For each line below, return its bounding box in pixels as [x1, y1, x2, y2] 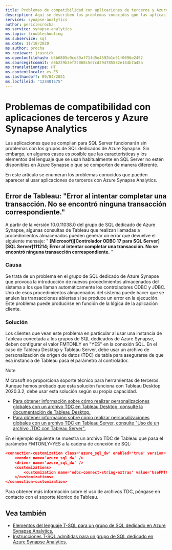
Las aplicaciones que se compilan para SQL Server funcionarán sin [5, 139, 147, 146]
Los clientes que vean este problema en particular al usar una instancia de [5, 330, 162, 336]
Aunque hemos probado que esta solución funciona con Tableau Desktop [5, 383, 161, 389]
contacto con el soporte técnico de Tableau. [5, 494, 99, 500]
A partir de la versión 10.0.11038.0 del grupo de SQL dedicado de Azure [5, 221, 156, 228]
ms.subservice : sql [5, 36, 47, 42]
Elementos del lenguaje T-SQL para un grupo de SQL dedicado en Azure [12, 522, 166, 528]
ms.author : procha [5, 46, 45, 51]
